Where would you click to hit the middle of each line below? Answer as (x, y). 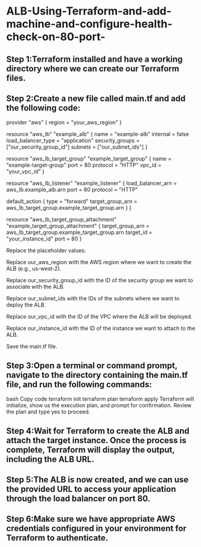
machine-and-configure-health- (90, 24)
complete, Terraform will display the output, (91, 449)
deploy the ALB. (26, 305)
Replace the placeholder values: (46, 251)
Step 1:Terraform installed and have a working (94, 59)
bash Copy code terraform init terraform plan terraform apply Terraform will (100, 399)
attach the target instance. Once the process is (96, 440)
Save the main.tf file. (32, 346)
